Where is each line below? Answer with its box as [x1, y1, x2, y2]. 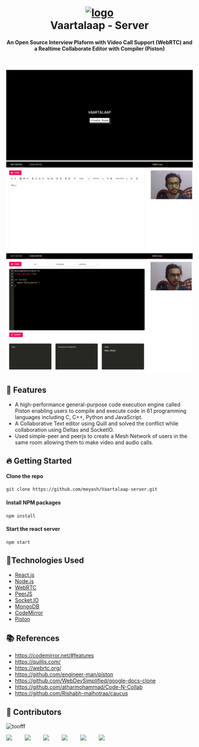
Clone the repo [6, 472, 43, 480]
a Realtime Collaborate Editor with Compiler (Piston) [34, 45, 165, 52]
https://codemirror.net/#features [14, 652, 94, 659]
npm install [6, 513, 36, 519]
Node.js [14, 577, 34, 584]
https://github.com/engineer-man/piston [14, 671, 114, 678]
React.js [14, 571, 35, 578]
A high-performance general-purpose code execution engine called [14, 401, 181, 408]
